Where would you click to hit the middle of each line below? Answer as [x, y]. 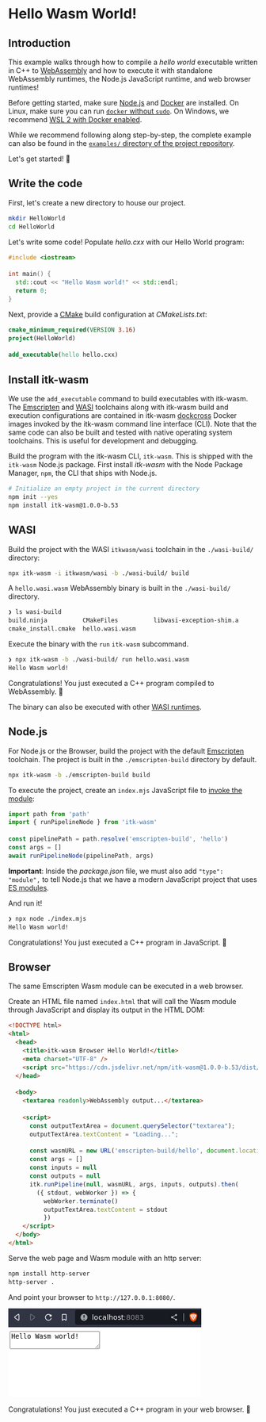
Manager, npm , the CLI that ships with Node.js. [83, 473]
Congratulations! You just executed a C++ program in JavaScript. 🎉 [118, 942]
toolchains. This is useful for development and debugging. [103, 441]
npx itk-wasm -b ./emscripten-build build [79, 775]
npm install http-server [49, 1274]
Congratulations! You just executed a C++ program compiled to [111, 683]
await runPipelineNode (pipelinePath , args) [81, 856]
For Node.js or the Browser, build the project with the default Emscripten [126, 751]
